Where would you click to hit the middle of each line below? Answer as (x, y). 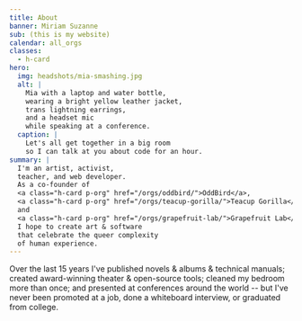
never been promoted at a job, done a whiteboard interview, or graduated (145, 298)
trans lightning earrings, (76, 110)
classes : (26, 51)
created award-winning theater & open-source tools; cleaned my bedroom (147, 279)
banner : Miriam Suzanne (54, 26)
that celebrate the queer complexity (88, 235)
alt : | (30, 85)
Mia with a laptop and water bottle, (96, 93)
